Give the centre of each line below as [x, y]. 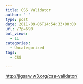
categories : [18, 43]
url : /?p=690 [19, 29]
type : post [17, 19]
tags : [11, 52]
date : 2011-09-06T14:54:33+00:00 [41, 24]
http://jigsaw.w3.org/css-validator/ [41, 76]
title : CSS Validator [28, 10]
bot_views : [17, 34]
